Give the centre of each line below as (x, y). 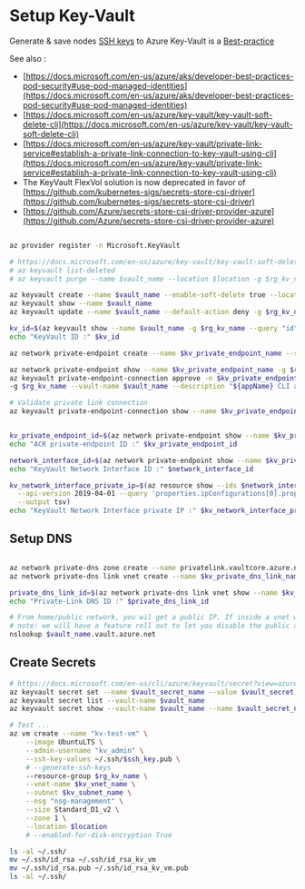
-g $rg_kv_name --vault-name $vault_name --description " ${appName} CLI (150, 387)
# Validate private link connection (79, 403)
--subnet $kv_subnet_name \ (79, 793)
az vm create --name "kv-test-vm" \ (79, 734)
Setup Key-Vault (72, 16)
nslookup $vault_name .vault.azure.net (83, 635)
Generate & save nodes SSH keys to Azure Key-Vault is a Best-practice (142, 41)
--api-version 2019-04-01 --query (83, 494)
